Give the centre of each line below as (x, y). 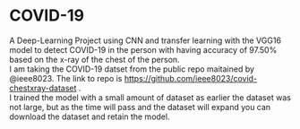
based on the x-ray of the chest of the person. (95, 59)
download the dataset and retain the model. (90, 116)
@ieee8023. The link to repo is (66, 78)
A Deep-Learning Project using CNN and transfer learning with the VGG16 (146, 40)
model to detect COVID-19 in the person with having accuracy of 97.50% (143, 49)
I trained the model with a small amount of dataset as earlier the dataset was (150, 97)
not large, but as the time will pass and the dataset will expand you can (140, 107)
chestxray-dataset (43, 88)
